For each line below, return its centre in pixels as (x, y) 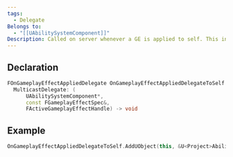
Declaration (33, 67)
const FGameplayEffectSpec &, (68, 102)
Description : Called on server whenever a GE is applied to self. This (113, 39)
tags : (15, 13)
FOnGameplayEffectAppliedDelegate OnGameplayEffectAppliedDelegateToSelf (116, 83)
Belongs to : (24, 26)
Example (26, 130)
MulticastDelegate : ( (45, 90)
